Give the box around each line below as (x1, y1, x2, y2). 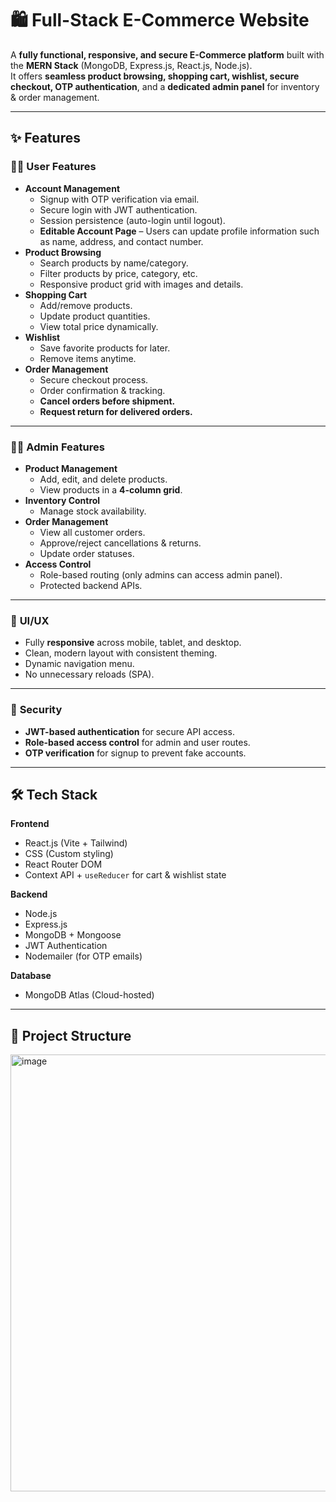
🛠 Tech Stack (10, 786, 98, 803)
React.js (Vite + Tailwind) (24, 837, 128, 849)
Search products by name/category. (39, 257, 189, 269)
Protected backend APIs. (39, 579, 143, 591)
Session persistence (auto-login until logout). (39, 214, 226, 226)
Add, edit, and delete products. (39, 473, 168, 485)
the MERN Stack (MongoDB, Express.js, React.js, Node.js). (10, 59, 253, 71)
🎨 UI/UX (10, 613, 50, 627)
